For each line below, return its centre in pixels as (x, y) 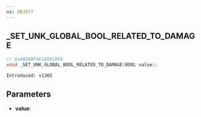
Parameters (29, 94)
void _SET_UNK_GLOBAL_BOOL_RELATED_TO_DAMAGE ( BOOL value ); (82, 65)
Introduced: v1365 (29, 76)
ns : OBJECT (20, 12)
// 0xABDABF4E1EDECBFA (35, 59)
